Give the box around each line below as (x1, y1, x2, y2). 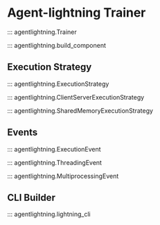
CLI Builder (7, 192, 55, 204)
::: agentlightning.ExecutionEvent (7, 145, 102, 153)
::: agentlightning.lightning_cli (7, 210, 91, 219)
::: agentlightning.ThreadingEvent (7, 158, 103, 167)
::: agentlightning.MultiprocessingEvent (7, 172, 119, 180)
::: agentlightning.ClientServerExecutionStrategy (7, 93, 145, 101)
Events (7, 127, 38, 138)
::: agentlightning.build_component (7, 41, 106, 49)
